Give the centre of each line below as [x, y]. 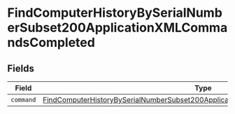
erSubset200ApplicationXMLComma [117, 28]
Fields [21, 68]
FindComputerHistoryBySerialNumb [115, 13]
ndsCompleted [51, 43]
